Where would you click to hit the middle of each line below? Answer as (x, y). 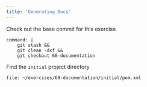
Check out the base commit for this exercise (61, 29)
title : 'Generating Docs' (39, 12)
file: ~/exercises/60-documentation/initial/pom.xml (74, 78)
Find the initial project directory (48, 67)
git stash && (33, 45)
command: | (20, 40)
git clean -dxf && (40, 50)
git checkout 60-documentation (56, 55)
